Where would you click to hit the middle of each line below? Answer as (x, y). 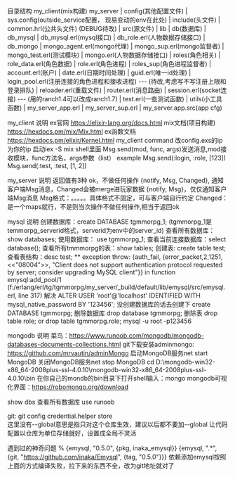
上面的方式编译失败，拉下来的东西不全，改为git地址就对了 (91, 466)
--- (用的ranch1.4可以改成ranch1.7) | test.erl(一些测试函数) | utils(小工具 (120, 99)
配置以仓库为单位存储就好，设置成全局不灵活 (72, 433)
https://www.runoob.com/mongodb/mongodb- (137, 336)
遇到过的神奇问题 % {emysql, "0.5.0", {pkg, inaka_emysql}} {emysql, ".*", (112, 448)
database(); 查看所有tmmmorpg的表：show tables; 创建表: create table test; (117, 248)
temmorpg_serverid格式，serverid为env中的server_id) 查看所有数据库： (111, 230)
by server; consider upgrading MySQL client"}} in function (92, 272)
